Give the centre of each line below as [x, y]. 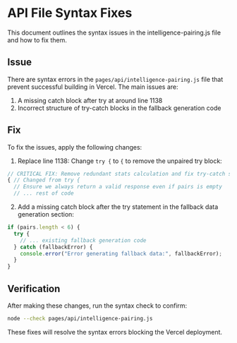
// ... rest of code [44, 193]
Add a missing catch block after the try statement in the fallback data [118, 207]
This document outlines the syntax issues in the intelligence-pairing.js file [114, 32]
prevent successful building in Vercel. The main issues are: [93, 87]
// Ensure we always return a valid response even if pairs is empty [118, 187]
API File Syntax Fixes [70, 13]
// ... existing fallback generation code [83, 240]
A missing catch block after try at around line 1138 [90, 100]
